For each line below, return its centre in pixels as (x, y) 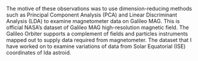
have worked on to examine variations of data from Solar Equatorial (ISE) (96, 46)
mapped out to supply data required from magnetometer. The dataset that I (99, 40)
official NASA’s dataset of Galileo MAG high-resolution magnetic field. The (97, 27)
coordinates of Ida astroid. (39, 52)
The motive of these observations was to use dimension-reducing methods (99, 9)
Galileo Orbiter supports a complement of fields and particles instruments (97, 34)
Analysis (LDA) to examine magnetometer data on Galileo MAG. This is (93, 21)
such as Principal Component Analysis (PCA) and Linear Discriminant (92, 15)
